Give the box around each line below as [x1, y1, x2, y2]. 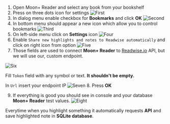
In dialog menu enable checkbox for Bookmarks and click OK [12, 15, 143, 21]
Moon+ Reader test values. [12, 98, 70, 104]
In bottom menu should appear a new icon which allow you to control [12, 20, 158, 26]
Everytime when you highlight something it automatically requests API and [5, 108, 161, 113]
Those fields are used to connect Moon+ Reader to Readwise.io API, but [12, 48, 165, 53]
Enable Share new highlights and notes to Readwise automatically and [12, 37, 165, 43]
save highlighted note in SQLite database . [5, 113, 94, 119]
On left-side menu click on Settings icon [12, 32, 98, 37]
